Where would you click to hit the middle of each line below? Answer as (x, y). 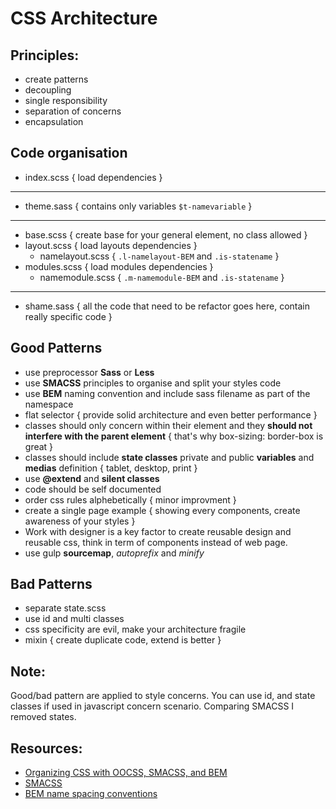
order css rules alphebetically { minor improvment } (130, 499)
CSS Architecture (84, 18)
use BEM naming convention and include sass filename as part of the (167, 393)
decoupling (48, 90)
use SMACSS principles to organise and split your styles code (153, 383)
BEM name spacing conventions (91, 794)
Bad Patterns (51, 584)
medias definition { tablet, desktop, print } (111, 468)
